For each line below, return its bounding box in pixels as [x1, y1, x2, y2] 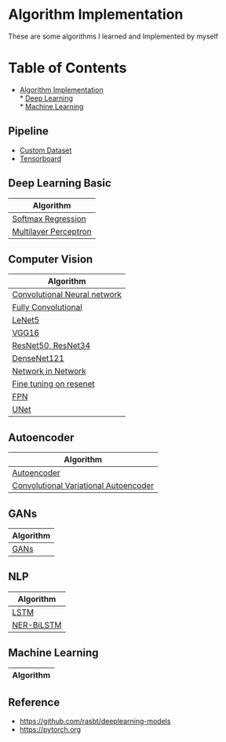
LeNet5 [12, 314, 40, 325]
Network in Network [12, 365, 86, 377]
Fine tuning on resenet [12, 379, 96, 390]
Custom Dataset [19, 145, 72, 155]
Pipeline [8, 124, 49, 138]
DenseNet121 [12, 353, 64, 364]
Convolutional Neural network [12, 289, 122, 300]
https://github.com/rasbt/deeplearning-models [19, 717, 171, 726]
